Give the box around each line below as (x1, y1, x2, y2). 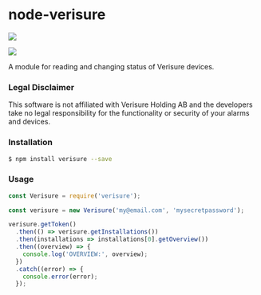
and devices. (8, 117, 50, 127)
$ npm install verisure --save (8, 155, 113, 163)
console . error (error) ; (22, 273, 98, 281)
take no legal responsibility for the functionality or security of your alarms (8, 108, 250, 118)
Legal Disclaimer (8, 81, 74, 92)
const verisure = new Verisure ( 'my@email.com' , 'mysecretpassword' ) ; (8, 206, 245, 214)
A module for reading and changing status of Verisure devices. (8, 61, 215, 71)
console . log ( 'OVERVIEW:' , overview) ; (22, 250, 148, 258)
